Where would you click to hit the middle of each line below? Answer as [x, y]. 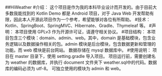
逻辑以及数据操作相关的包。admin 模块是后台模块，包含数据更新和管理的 [82, 44]
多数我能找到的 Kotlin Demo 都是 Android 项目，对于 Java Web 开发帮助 [78, 13]
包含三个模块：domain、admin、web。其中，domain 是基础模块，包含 [80, 38]
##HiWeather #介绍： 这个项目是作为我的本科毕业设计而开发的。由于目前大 [81, 7]
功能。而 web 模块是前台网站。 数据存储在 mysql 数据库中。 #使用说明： [78, 50]
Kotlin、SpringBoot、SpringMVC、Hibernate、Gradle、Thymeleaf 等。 [77, 25]
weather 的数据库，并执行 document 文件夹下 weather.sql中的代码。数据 [84, 62]
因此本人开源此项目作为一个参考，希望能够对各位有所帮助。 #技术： [82, 19]
